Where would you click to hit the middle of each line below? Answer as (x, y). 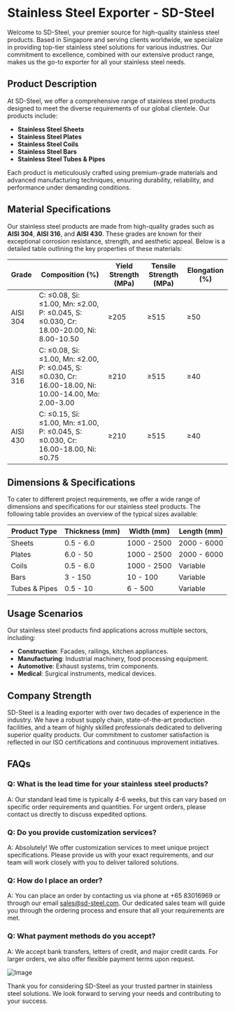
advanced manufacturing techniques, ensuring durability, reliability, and (111, 180)
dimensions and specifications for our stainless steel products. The (104, 507)
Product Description (52, 84)
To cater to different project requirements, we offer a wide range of (104, 499)
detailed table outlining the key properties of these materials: (95, 248)
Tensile (164, 266)
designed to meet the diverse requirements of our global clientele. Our (108, 108)
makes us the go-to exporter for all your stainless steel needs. (97, 62)
